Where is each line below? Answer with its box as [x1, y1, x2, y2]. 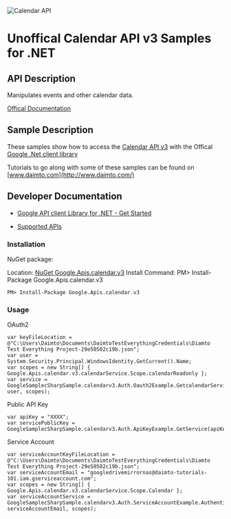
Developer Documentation [7, 190, 122, 203]
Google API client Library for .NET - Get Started [16, 209, 152, 217]
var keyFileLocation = [7, 334, 72, 341]
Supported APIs [16, 222, 62, 230]
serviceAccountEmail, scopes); [7, 505, 97, 513]
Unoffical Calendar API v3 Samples [7, 31, 212, 46]
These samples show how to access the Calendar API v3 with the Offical [7, 142, 213, 151]
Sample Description [7, 124, 94, 136]
